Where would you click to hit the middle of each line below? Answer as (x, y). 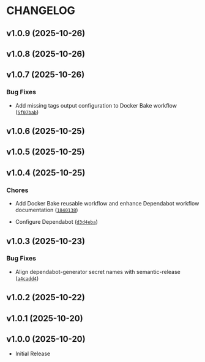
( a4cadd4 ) (27, 278)
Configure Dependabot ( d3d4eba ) (56, 222)
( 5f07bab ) (27, 112)
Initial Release (33, 354)
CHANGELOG (41, 11)
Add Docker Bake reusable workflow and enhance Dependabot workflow (107, 204)
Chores (17, 190)
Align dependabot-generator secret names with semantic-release (98, 271)
